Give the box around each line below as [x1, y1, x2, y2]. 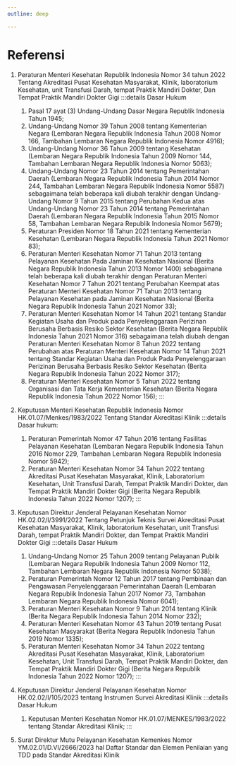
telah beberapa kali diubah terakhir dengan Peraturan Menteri [27, 271, 207, 280]
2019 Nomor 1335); [27, 634, 84, 643]
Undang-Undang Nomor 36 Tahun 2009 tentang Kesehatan [27, 144, 201, 153]
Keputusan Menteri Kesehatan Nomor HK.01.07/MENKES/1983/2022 [27, 714, 227, 723]
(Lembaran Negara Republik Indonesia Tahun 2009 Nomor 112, [27, 559, 211, 567]
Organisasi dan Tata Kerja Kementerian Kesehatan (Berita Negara [27, 384, 218, 393]
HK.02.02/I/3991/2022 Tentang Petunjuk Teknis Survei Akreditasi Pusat [17, 515, 225, 524]
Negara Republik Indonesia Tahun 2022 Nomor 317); [27, 369, 181, 378]
